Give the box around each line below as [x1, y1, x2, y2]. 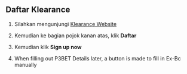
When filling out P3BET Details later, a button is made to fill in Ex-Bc [14, 54, 182, 62]
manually [14, 61, 37, 68]
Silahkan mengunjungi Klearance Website [14, 20, 117, 27]
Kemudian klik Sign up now [14, 43, 82, 50]
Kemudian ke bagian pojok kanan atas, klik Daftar [14, 32, 137, 39]
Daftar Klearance [5, 5, 70, 15]
